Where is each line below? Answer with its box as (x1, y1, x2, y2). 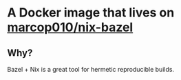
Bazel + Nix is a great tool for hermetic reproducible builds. (7, 66, 174, 73)
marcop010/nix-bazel (7, 19, 134, 35)
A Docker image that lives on (7, 5, 175, 21)
